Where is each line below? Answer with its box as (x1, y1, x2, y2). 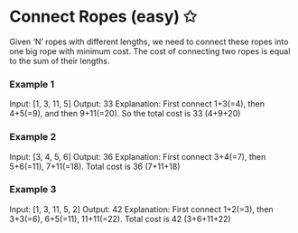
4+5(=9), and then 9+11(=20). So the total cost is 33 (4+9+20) (9, 108, 241, 119)
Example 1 (9, 78, 55, 90)
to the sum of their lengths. (9, 55, 110, 66)
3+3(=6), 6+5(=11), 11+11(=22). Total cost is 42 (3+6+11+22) (9, 213, 232, 224)
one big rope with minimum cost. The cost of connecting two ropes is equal (9, 45, 291, 56)
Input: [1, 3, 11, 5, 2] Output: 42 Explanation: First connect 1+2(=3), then (9, 203, 274, 214)
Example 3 (9, 183, 57, 196)
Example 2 (9, 131, 57, 144)
